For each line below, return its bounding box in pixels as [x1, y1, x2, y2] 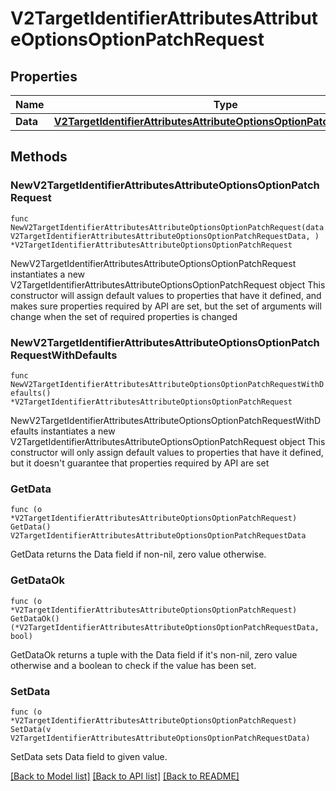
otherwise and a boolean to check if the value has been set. [10, 659, 257, 671]
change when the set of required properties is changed [10, 310, 238, 322]
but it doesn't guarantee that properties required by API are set [10, 457, 270, 469]
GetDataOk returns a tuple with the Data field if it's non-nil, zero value [10, 648, 298, 661]
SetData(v [10, 724, 52, 734]
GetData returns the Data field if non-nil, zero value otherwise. [10, 548, 267, 561]
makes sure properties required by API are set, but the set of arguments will [10, 300, 322, 312]
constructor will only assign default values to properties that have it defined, [10, 446, 324, 458]
